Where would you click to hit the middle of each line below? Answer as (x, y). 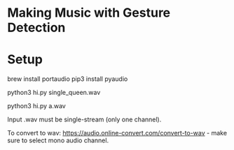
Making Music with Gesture (89, 13)
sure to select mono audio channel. (58, 140)
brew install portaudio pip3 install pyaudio (68, 79)
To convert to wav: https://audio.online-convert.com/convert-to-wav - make (117, 133)
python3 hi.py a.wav (37, 106)
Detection (36, 28)
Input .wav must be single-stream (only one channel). (84, 119)
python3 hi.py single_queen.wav (54, 93)
